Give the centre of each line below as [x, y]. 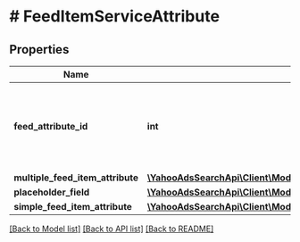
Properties [39, 50]
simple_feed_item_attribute [73, 207]
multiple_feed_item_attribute [76, 178]
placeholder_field [52, 192]
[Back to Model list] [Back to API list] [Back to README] [112, 229]
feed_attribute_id [51, 126]
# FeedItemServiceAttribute [115, 17]
